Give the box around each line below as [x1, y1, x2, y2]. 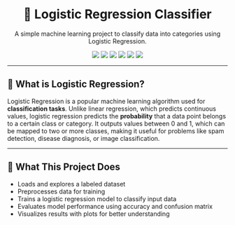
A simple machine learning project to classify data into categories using [14, 29, 221, 38]
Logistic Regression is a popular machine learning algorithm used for [7, 97, 206, 105]
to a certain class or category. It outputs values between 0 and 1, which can [7, 119, 225, 128]
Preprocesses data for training [17, 187, 106, 196]
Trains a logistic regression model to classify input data [17, 194, 177, 203]
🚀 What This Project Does [7, 161, 121, 173]
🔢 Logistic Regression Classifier [23, 6, 212, 22]
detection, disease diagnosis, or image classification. [7, 134, 160, 142]
